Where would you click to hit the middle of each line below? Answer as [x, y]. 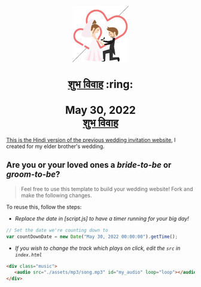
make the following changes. [56, 195]
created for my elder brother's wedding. [55, 146]
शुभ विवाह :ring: [100, 84]
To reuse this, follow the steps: [44, 207]
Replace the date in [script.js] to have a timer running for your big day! [102, 218]
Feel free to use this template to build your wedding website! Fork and [107, 189]
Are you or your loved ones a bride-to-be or [89, 165]
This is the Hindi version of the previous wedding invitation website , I [91, 140]
